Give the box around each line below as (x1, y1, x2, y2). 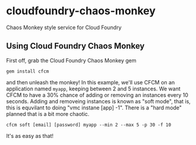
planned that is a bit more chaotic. (6, 110, 90, 117)
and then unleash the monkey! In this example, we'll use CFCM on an (6, 78, 175, 86)
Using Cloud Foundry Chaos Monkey (6, 41, 145, 51)
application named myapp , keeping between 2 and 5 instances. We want (6, 85, 181, 92)
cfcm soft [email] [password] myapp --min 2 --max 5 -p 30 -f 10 (6, 122, 171, 128)
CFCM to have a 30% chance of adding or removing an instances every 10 (6, 91, 188, 99)
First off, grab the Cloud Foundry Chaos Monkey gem (6, 56, 137, 64)
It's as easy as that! (6, 132, 54, 139)
